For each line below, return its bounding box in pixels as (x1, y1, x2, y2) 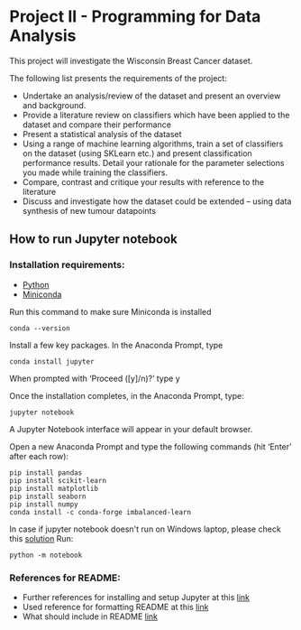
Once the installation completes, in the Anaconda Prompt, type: (9, 390, 245, 401)
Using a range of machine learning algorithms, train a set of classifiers (22, 138, 284, 149)
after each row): (9, 450, 69, 461)
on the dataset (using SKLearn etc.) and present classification (22, 147, 252, 159)
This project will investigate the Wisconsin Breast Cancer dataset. (9, 55, 253, 66)
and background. (22, 99, 87, 110)
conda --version (9, 323, 70, 333)
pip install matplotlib (9, 484, 99, 493)
